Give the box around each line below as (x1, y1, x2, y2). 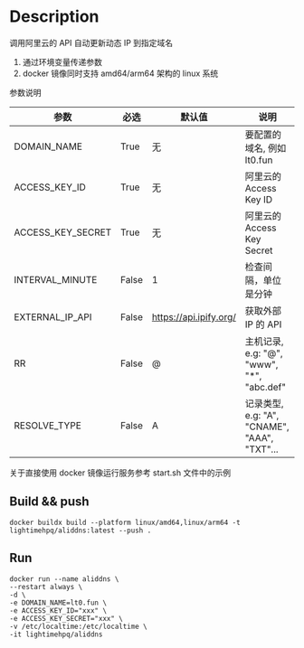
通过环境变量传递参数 (22, 56, 102, 67)
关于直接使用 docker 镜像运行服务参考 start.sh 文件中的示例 (9, 467, 232, 478)
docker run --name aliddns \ (9, 574, 119, 584)
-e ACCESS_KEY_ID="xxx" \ (9, 606, 107, 615)
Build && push (9, 494, 90, 510)
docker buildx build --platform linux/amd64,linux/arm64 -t (9, 518, 242, 527)
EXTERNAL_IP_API (14, 310, 92, 323)
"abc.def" (244, 380, 287, 393)
